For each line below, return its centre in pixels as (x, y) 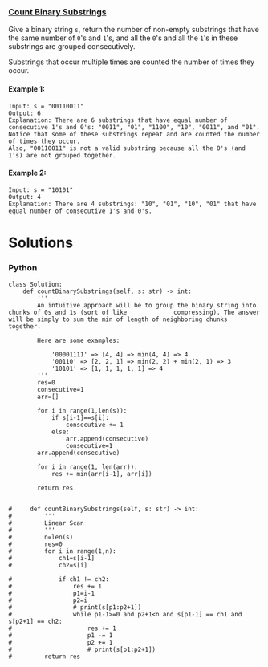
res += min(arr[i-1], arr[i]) (102, 474)
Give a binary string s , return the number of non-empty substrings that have (134, 30)
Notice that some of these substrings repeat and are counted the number (134, 134)
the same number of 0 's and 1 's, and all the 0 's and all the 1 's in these (123, 38)
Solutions (41, 242)
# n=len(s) (41, 537)
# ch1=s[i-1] (51, 559)
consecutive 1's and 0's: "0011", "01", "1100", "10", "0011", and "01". (134, 127)
